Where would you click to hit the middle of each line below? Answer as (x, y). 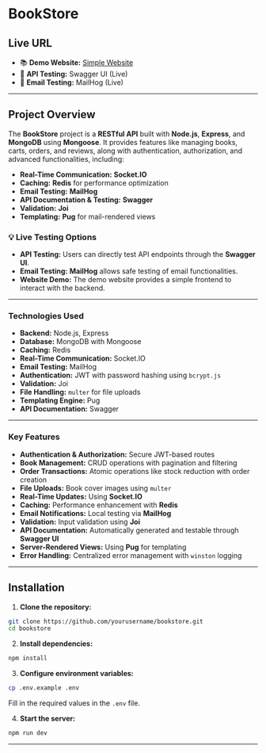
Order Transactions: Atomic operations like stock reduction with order (135, 471)
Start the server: (47, 719)
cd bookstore (30, 629)
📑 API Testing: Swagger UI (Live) (74, 74)
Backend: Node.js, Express (64, 333)
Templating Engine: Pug (60, 400)
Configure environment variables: (76, 674)
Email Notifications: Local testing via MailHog (95, 513)
